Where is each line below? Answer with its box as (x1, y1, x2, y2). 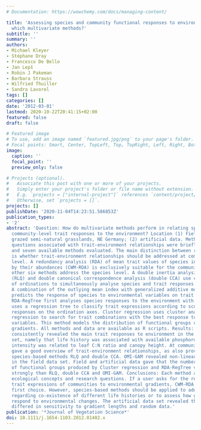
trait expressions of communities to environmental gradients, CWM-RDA (11, 381, 194, 387)
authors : (6, 42, 28, 48)
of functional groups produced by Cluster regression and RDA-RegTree (11, 365, 191, 371)
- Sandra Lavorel (6, 86, 50, 93)
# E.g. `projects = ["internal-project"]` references (6, 192, 148, 198)
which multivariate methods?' (11, 25, 87, 31)
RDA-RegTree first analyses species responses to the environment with (11, 297, 194, 303)
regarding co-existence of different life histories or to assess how (11, 392, 191, 399)
